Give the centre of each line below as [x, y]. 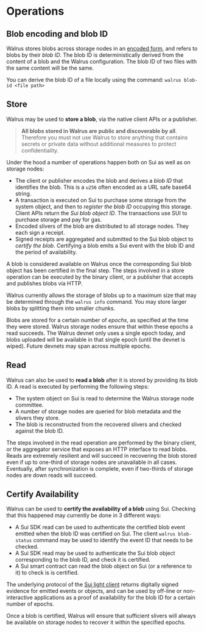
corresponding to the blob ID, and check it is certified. [83, 560]
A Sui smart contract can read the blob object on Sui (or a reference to [104, 566]
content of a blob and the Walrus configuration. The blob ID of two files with [101, 61]
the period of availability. [46, 252]
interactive [20, 598]
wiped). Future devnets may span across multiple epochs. [79, 346]
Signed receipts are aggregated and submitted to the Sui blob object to [104, 239]
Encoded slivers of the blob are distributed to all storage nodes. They [102, 226]
